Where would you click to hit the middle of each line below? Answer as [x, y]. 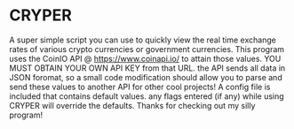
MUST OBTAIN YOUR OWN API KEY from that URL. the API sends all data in [147, 68]
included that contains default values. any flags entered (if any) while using [147, 96]
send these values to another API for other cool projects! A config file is [140, 87]
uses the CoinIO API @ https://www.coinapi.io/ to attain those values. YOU [145, 58]
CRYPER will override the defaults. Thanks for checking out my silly [132, 105]
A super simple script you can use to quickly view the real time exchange [143, 40]
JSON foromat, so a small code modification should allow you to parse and [146, 77]
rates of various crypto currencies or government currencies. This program [147, 49]
